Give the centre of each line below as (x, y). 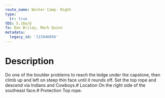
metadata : (15, 32)
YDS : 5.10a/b (18, 23)
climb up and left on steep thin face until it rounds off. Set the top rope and (81, 80)
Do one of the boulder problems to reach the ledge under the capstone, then (83, 74)
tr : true (18, 19)
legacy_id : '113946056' (34, 37)
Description (30, 61)
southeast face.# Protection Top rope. (44, 90)
